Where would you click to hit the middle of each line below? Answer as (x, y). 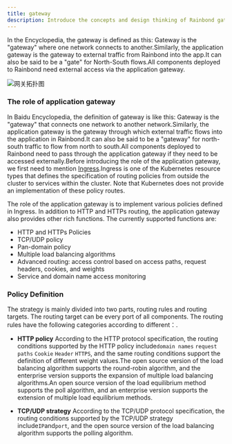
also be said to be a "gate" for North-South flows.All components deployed (114, 62)
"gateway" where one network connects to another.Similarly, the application (115, 47)
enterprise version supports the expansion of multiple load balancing (115, 375)
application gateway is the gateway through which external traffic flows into (115, 132)
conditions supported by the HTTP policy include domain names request (117, 346)
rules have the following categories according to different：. (93, 325)
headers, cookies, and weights (61, 269)
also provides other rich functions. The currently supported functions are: (112, 218)
